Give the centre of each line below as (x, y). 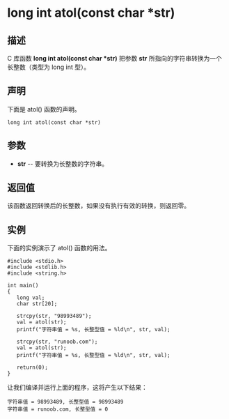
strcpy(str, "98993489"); (54, 316)
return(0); (32, 367)
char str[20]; (37, 304)
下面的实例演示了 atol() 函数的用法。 (59, 248)
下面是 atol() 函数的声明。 (44, 109)
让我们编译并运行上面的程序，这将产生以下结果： (77, 388)
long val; (31, 298)
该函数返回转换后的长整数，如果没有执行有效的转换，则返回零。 (98, 206)
